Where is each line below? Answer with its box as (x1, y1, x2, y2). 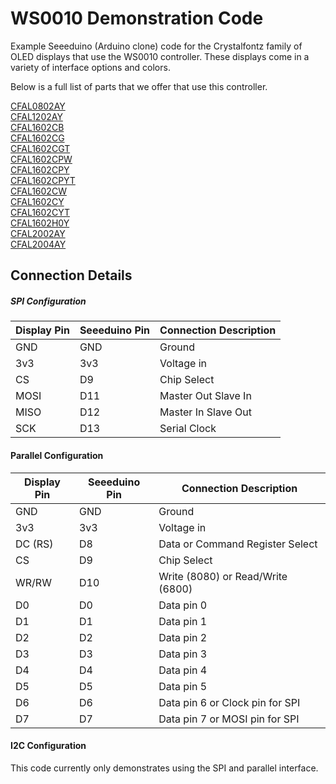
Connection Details (10, 267, 133, 284)
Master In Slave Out (159, 405, 252, 419)
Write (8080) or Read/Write (158, 569, 288, 583)
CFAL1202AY (10, 110, 63, 122)
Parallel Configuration (10, 449, 104, 461)
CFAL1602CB (10, 121, 65, 133)
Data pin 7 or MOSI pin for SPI (158, 712, 300, 726)
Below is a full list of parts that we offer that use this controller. (10, 80, 268, 92)
